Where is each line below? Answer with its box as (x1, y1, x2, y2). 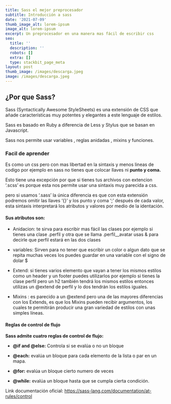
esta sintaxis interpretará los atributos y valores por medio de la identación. (5, 203, 164, 209)
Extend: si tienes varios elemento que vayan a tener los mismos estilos (12, 268, 162, 274)
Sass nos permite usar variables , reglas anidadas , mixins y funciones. (5, 137, 154, 143)
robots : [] (10, 50, 33, 55)
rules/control (5, 393, 32, 399)
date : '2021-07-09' (5, 17, 47, 22)
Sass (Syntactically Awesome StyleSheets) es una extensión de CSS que (5, 106, 158, 112)
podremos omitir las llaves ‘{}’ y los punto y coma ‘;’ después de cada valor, (5, 197, 164, 203)
